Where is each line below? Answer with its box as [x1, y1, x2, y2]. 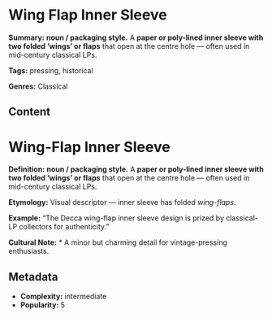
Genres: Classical [8, 81, 68, 91]
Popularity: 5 [19, 300, 66, 310]
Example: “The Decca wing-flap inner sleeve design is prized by [8, 213, 225, 223]
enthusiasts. [8, 246, 50, 256]
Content [8, 105, 51, 119]
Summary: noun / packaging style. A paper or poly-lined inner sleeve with [8, 33, 264, 42]
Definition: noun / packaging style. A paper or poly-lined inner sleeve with [8, 164, 264, 174]
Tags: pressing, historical [8, 65, 93, 75]
